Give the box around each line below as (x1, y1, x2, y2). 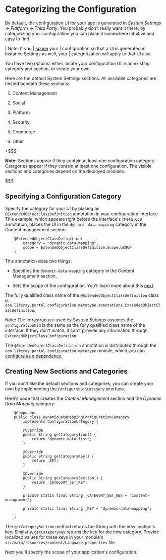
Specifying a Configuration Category (5, 192, 121, 201)
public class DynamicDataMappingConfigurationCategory (14, 414, 130, 420)
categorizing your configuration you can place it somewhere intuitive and (5, 30, 155, 36)
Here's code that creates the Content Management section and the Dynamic (5, 395, 162, 401)
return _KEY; (31, 458, 58, 463)
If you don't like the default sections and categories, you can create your (5, 380, 154, 386)
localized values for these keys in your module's (5, 534, 104, 540)
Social (12, 99, 25, 105)
